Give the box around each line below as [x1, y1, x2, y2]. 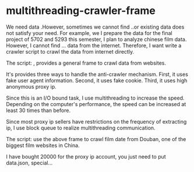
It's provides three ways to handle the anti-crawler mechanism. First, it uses [6, 71, 188, 78]
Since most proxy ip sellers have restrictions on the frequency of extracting [6, 118, 187, 125]
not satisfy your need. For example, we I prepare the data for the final [6, 29, 173, 36]
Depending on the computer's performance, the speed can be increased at [6, 100, 186, 107]
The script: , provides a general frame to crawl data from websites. [6, 59, 166, 66]
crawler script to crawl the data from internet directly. [6, 48, 135, 55]
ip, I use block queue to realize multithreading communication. [6, 124, 156, 131]
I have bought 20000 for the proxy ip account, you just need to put [6, 153, 166, 160]
